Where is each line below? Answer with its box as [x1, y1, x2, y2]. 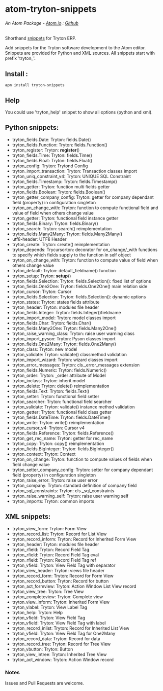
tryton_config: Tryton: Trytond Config [12, 163, 88, 169]
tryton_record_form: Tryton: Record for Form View [12, 573, 114, 579]
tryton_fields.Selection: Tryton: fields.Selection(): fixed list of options [12, 278, 151, 284]
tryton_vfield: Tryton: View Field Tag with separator [12, 562, 116, 568]
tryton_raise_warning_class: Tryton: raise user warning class [12, 330, 135, 336]
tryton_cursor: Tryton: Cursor [12, 289, 72, 294]
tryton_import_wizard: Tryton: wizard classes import [12, 357, 118, 363]
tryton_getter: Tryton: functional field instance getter [12, 215, 119, 221]
